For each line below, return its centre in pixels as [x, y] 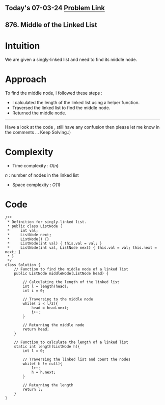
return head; [36, 329]
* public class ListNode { [35, 226]
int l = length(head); [46, 286]
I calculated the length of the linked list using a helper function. [76, 102]
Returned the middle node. [39, 113]
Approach [26, 79]
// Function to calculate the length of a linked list [71, 342]
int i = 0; [34, 291]
